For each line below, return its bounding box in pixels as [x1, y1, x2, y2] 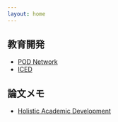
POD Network [17, 57, 58, 66]
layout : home [7, 10, 46, 18]
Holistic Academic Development [17, 107, 112, 116]
